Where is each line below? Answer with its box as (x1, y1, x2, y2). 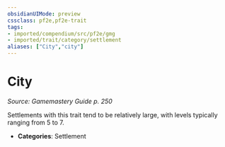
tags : (7, 23, 23, 30)
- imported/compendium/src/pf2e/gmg (7, 30, 115, 37)
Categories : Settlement (17, 131, 86, 140)
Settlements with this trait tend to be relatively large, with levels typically (7, 110, 218, 119)
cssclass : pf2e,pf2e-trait (7, 17, 87, 24)
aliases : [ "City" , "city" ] (7, 43, 83, 50)
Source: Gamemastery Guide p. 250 (7, 97, 113, 105)
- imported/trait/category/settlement (7, 37, 122, 44)
